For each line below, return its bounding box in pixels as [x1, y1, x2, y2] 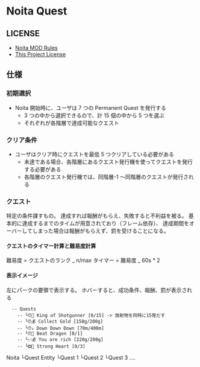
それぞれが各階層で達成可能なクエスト [23, 119, 119, 126]
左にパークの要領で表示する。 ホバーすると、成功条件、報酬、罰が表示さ [6, 286, 187, 293]
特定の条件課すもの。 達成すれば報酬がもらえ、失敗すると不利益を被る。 [6, 212, 187, 220]
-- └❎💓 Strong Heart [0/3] [17, 343, 86, 349]
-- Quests [11, 306, 36, 312]
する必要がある [23, 165, 61, 173]
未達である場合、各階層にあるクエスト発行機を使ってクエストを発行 [23, 158, 193, 165]
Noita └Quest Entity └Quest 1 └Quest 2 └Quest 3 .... [6, 354, 136, 361]
